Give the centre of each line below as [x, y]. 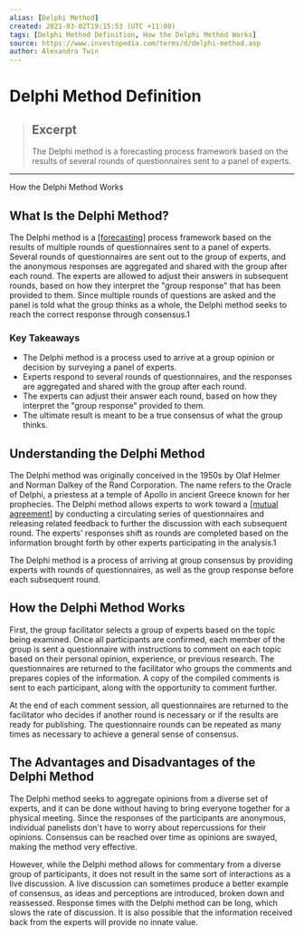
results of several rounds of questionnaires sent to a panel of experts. [161, 161]
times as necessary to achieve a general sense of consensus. [124, 734]
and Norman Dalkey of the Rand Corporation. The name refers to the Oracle [151, 485]
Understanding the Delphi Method [107, 454]
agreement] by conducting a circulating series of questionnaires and [137, 514]
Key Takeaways [45, 338]
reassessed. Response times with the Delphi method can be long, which [143, 902]
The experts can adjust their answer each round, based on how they [150, 396]
